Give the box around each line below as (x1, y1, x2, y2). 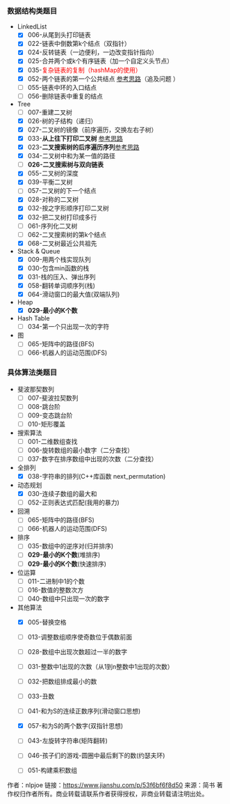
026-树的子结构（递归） (27, 116, 97, 125)
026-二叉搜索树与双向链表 (27, 160, 104, 169)
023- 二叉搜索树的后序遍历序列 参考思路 (27, 143, 140, 151)
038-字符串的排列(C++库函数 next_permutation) (27, 472, 166, 481)
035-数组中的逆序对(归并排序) (27, 542, 114, 550)
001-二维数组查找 (27, 437, 78, 445)
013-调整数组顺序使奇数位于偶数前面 (27, 633, 133, 641)
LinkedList (17, 22, 47, 31)
